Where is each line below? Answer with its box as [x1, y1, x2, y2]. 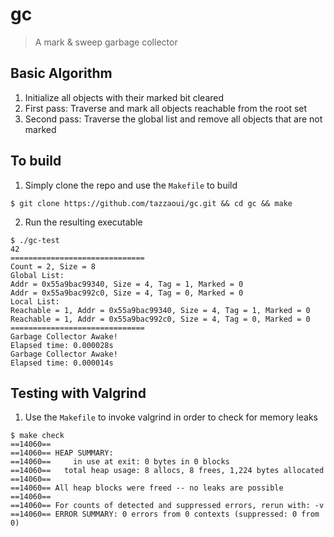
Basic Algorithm [10, 65, 113, 82]
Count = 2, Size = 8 [10, 261, 97, 272]
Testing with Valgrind [10, 384, 147, 402]
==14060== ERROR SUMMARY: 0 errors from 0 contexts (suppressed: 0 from [10, 509, 320, 520]
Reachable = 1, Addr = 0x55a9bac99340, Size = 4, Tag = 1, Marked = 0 [10, 305, 311, 315]
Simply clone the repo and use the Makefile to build [24, 179, 238, 191]
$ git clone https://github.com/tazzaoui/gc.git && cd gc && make [10, 198, 293, 208]
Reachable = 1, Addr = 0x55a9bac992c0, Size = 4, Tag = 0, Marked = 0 [10, 314, 311, 324]
